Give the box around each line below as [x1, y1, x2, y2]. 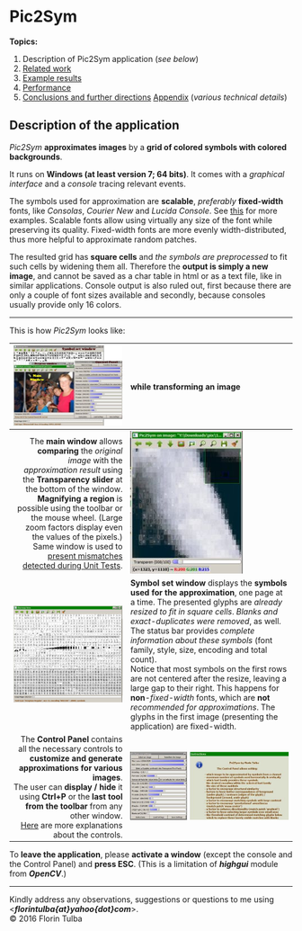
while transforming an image [129, 380, 241, 392]
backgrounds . [9, 151, 63, 162]
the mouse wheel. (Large [31, 512, 123, 523]
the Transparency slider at [22, 474, 123, 485]
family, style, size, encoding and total [129, 645, 268, 656]
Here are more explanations [20, 819, 123, 830]
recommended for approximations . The [129, 702, 276, 712]
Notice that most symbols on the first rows [129, 664, 288, 675]
